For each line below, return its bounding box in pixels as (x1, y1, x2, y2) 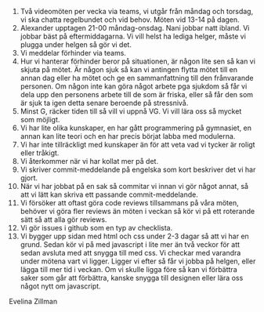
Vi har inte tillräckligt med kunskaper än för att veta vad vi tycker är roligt (20, 140, 255, 149)
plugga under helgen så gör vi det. (20, 40, 132, 49)
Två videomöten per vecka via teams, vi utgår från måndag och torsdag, (20, 7, 254, 16)
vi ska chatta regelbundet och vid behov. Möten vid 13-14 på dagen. (20, 15, 240, 24)
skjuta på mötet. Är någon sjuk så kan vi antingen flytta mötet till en (20, 65, 238, 74)
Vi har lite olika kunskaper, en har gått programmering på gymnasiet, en (20, 123, 251, 132)
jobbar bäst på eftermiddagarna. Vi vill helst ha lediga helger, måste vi (20, 31, 246, 41)
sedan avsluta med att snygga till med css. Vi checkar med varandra (20, 249, 241, 257)
